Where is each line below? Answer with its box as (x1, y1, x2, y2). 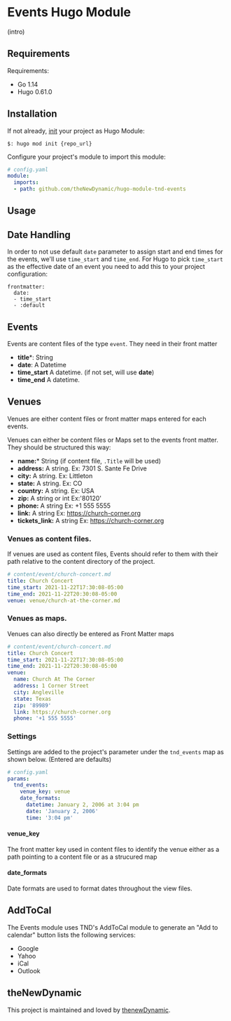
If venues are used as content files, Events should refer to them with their (7, 550, 218, 558)
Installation (7, 108, 57, 120)
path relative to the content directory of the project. (7, 558, 155, 566)
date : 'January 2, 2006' (25, 808, 99, 815)
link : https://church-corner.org (13, 709, 111, 716)
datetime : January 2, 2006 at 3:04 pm (25, 801, 139, 808)
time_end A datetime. (17, 376, 80, 384)
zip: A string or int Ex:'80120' (17, 494, 102, 502)
